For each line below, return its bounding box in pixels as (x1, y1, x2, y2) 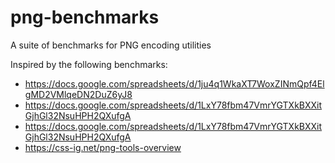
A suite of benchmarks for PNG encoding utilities (10, 39, 212, 51)
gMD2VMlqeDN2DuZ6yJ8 (24, 88, 133, 100)
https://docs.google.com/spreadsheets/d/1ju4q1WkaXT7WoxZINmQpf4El (24, 77, 325, 90)
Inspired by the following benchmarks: (10, 58, 168, 70)
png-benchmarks (10, 6, 160, 29)
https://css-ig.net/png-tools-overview (24, 141, 182, 153)
